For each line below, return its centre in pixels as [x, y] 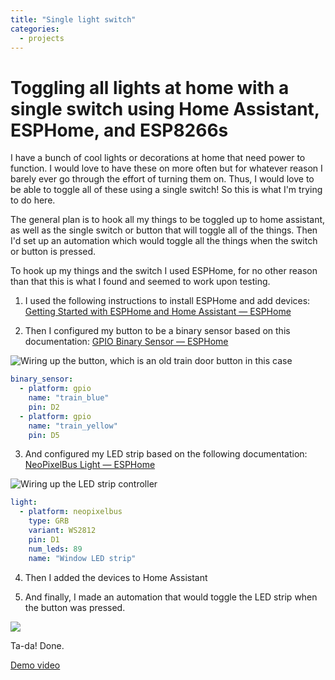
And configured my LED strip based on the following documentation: [166, 454]
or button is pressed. [53, 252]
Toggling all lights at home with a [150, 87]
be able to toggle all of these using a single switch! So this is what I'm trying [166, 190]
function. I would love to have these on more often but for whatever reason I [166, 168]
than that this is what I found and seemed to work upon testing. [140, 282]
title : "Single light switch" [73, 19]
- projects [42, 38]
